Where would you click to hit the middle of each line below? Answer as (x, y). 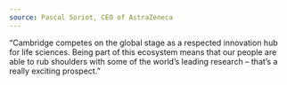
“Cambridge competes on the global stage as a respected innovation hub (143, 42)
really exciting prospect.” (55, 71)
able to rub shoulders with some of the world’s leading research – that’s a (143, 61)
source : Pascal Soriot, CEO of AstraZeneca (91, 17)
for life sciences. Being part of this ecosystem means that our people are (143, 52)
